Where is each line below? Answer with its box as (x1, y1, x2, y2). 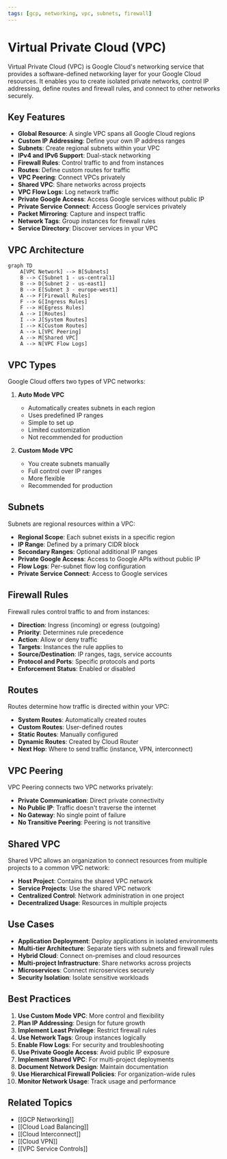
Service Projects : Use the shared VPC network (17, 885, 151, 893)
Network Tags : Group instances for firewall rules (17, 217, 156, 225)
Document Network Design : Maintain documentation (17, 1062, 168, 1070)
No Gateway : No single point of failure (17, 811, 126, 819)
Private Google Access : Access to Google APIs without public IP (17, 554, 201, 563)
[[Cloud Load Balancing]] (17, 1123, 89, 1131)
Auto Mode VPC (17, 390, 64, 399)
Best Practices (8, 993, 71, 1005)
